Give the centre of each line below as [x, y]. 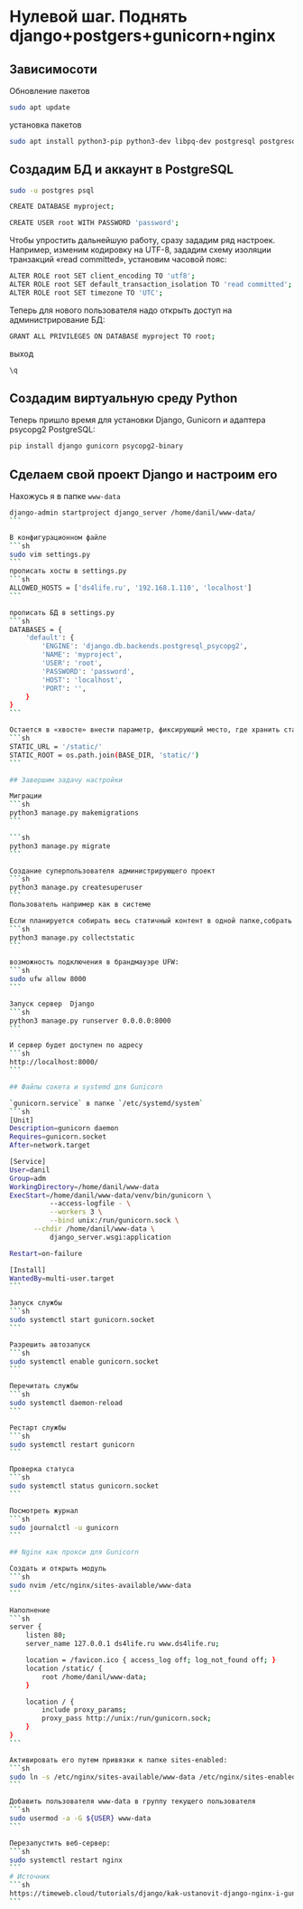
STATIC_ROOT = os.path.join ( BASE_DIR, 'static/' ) [105, 755]
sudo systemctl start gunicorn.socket [82, 1320]
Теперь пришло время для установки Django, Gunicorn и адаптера [138, 420]
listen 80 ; [46, 1635]
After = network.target [50, 1146]
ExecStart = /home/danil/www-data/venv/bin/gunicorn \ [110, 1195]
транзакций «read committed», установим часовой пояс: [118, 260]
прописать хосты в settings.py [68, 572]
